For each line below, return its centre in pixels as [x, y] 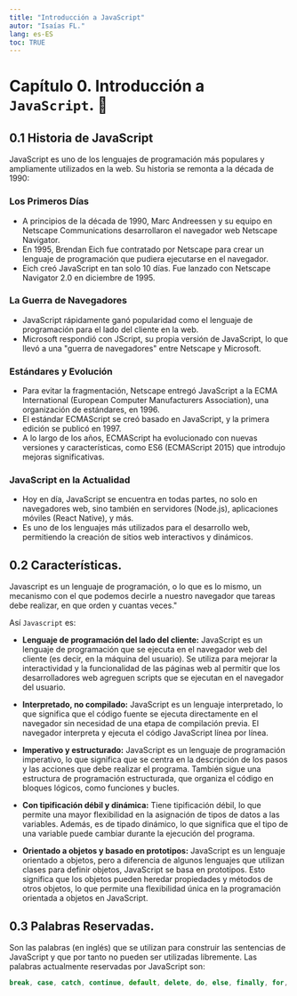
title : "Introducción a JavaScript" [77, 17]
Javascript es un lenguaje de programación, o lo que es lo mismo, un [136, 587]
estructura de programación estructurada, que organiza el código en [148, 779]
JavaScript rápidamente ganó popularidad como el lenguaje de [137, 320]
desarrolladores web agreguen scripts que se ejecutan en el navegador [153, 678]
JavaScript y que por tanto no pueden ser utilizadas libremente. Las [133, 957]
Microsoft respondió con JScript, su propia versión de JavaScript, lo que [155, 338]
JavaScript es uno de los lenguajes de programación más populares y [137, 159]
